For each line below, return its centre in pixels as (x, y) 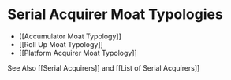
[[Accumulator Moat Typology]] (70, 36)
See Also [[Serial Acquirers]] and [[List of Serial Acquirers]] (104, 67)
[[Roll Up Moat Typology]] (61, 44)
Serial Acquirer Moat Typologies (115, 15)
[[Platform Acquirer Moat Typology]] (78, 53)
